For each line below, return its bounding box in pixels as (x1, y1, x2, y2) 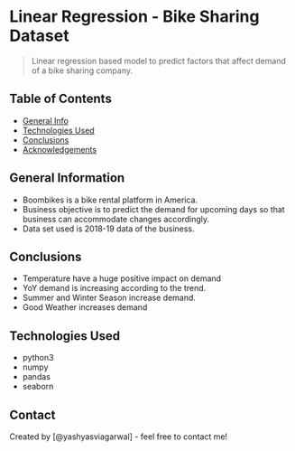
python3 (22, 352, 54, 363)
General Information (9, 170, 125, 186)
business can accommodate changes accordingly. (22, 213, 210, 224)
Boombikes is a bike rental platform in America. (22, 194, 198, 205)
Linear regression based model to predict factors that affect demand (31, 55, 287, 66)
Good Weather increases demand (22, 302, 148, 313)
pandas (22, 371, 51, 382)
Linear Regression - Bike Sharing (9, 6, 260, 27)
